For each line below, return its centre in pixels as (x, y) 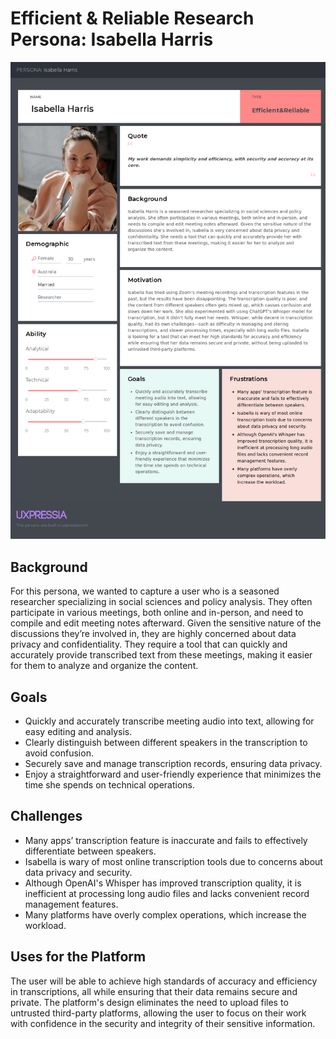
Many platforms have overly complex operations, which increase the (165, 914)
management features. (71, 904)
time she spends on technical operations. (109, 785)
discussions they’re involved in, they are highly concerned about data (153, 634)
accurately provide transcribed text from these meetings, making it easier (161, 655)
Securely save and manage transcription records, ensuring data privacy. (173, 764)
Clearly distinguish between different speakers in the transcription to (166, 743)
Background (49, 567)
